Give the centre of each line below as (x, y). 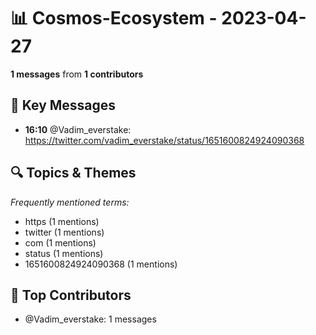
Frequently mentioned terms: (70, 202)
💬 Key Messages (63, 105)
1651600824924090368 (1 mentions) (101, 264)
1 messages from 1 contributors (77, 74)
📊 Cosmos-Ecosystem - (114, 18)
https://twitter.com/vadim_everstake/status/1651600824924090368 (164, 140)
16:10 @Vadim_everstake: (78, 129)
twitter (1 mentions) (64, 232)
